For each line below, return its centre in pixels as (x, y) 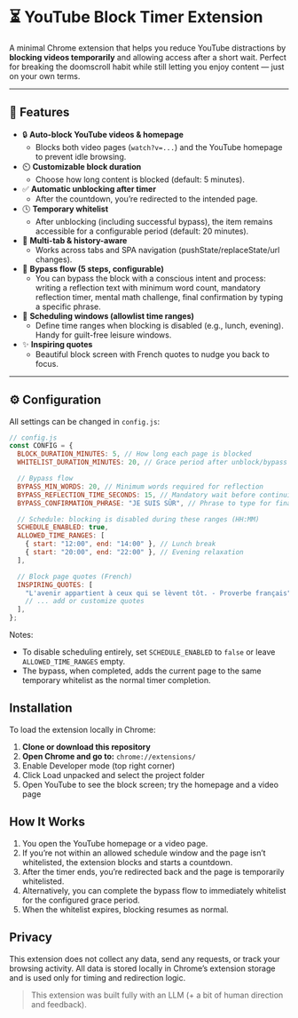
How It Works (47, 822)
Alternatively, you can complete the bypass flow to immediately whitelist (154, 890)
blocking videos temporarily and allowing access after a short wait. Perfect (148, 57)
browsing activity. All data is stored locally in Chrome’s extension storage (142, 968)
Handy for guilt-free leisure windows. (103, 335)
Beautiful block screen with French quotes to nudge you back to (153, 354)
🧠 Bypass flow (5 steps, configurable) (93, 268)
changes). (54, 259)
